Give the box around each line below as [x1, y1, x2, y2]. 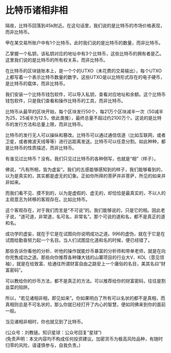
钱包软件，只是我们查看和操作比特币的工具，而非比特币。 [5, 97, 126, 103]
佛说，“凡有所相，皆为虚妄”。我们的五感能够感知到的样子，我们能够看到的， [5, 166, 165, 172]
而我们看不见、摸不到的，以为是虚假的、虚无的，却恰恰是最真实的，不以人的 [5, 189, 166, 196]
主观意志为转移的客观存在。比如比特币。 [5, 196, 90, 202]
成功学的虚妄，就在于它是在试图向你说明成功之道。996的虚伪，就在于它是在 [5, 230, 165, 237]
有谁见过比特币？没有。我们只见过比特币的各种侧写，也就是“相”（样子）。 [5, 155, 159, 161]
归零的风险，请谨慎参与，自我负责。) [5, 342, 81, 348]
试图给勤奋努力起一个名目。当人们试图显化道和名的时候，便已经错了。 [5, 237, 153, 243]
